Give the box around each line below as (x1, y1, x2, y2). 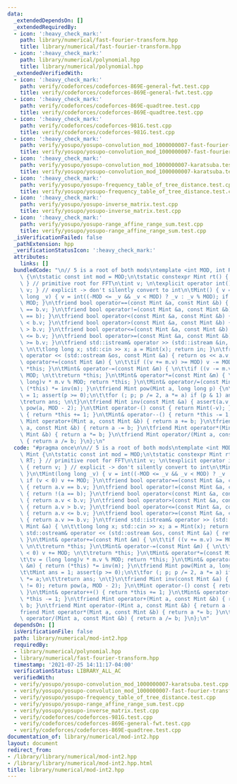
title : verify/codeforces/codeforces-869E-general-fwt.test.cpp (20, 89, 213, 96)
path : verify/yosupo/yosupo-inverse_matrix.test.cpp (20, 201, 178, 209)
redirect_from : (7, 747, 52, 754)
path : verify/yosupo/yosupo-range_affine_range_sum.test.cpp (20, 221, 203, 228)
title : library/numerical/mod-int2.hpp (7, 766, 125, 773)
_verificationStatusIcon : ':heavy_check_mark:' (13, 247, 157, 254)
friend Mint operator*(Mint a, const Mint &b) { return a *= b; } (20, 609, 219, 616)
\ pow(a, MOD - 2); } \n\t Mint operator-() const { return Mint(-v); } (20, 404, 232, 412)
